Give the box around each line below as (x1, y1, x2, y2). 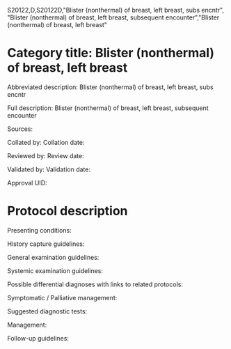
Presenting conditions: (7, 226, 72, 234)
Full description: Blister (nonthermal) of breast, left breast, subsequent (7, 104, 209, 112)
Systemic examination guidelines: (7, 266, 103, 274)
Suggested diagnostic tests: (7, 307, 88, 316)
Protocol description (7, 203, 128, 219)
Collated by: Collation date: (7, 138, 85, 146)
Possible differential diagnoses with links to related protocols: (7, 280, 183, 288)
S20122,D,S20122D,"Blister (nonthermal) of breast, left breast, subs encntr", (7, 6, 225, 14)
